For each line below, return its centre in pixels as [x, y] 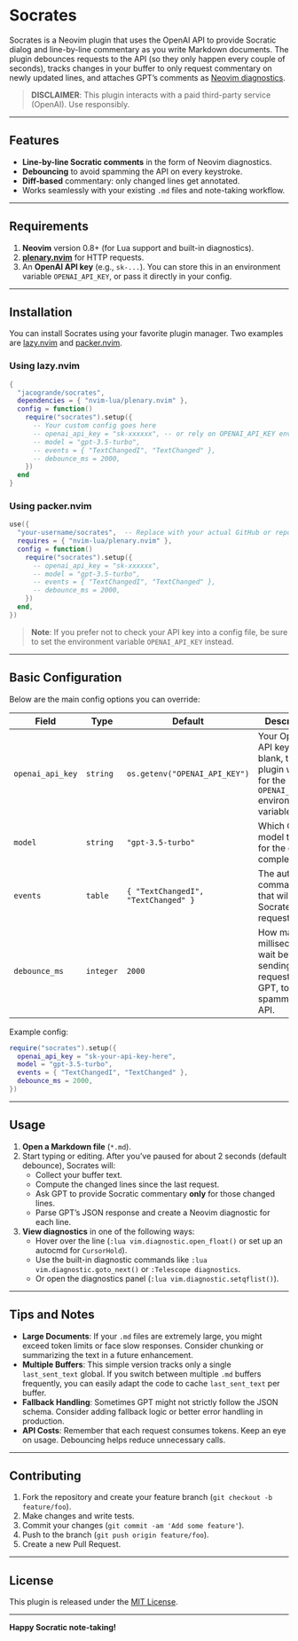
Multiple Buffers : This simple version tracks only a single [127, 1364]
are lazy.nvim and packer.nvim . [66, 343]
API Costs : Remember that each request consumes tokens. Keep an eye [154, 1430]
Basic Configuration [66, 678]
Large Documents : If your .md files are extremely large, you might [142, 1336]
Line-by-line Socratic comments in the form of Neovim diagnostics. [147, 161]
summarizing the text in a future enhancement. [107, 1354]
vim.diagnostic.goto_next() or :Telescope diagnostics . [138, 1268]
